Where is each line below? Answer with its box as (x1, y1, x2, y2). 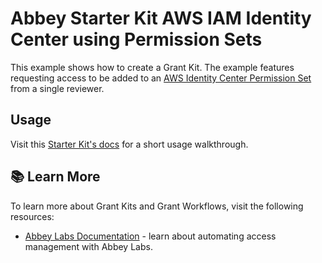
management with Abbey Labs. (24, 240, 153, 252)
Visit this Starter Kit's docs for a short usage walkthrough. (10, 138, 249, 150)
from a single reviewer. (10, 82, 105, 94)
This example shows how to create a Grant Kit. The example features (10, 61, 295, 73)
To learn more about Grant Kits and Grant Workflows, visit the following (10, 200, 304, 212)
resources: (10, 210, 55, 222)
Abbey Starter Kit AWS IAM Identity (10, 7, 312, 30)
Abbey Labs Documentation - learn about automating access (24, 230, 277, 242)
